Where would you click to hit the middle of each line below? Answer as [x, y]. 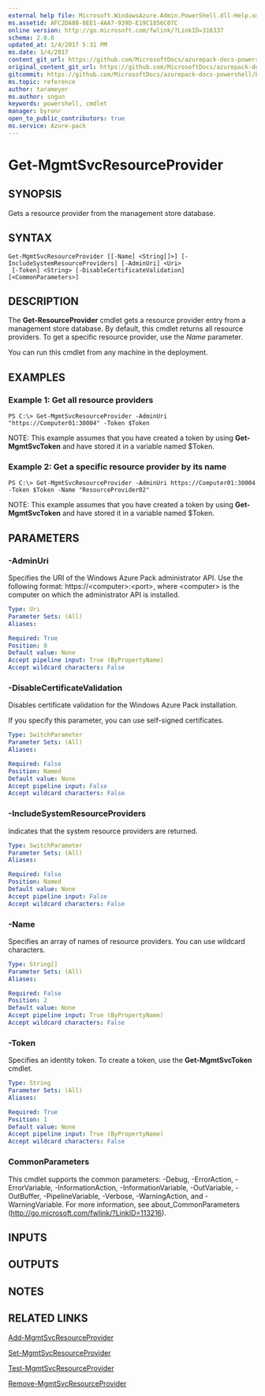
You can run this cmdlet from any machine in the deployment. [108, 352]
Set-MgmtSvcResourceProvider [60, 1352]
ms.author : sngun [37, 97]
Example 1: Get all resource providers [81, 400]
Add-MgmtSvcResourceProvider [61, 1337]
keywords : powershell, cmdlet [58, 104]
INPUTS [28, 1237]
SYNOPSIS [35, 194]
